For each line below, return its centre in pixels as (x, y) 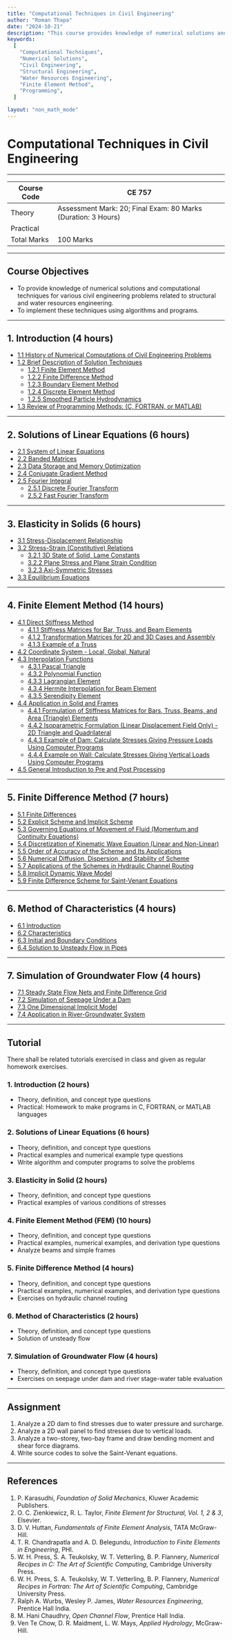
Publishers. (33, 1505)
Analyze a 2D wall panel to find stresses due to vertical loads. (105, 1431)
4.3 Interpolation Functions (55, 659)
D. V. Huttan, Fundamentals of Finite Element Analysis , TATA (103, 1527)
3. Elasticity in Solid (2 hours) (57, 1180)
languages (32, 1115)
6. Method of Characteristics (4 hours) (92, 909)
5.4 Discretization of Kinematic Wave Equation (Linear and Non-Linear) (118, 844)
